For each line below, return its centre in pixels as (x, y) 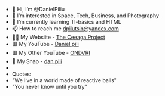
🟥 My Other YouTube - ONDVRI (51, 53)
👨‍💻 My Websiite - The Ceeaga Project (59, 37)
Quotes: (22, 74)
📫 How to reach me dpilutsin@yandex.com (65, 29)
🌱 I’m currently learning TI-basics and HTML (66, 22)
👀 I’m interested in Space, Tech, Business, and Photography (85, 16)
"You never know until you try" (50, 87)
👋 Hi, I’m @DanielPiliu (38, 9)
